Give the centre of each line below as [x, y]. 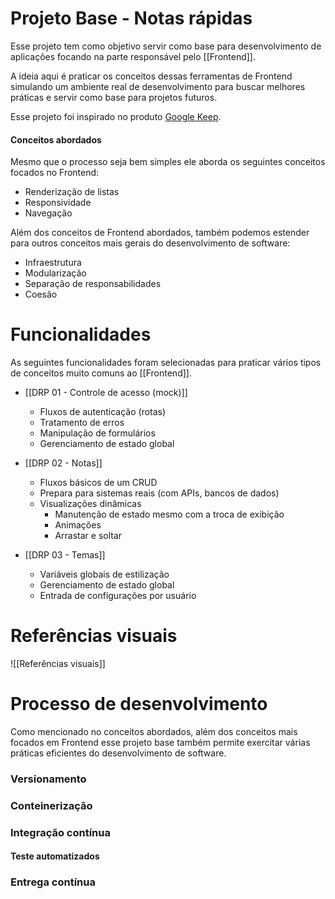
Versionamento [48, 779]
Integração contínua [60, 832]
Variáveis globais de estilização [104, 574]
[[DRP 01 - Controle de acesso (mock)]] [106, 393]
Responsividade [58, 203]
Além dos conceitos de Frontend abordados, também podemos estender [160, 233]
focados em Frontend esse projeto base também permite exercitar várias [160, 742]
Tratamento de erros [82, 423]
